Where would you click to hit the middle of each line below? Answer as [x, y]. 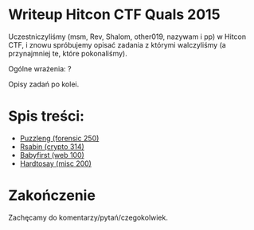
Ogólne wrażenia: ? [40, 68]
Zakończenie [52, 195]
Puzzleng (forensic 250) [59, 138]
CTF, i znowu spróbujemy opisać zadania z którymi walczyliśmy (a [117, 44]
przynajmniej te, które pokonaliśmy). [68, 53]
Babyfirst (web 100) [52, 155]
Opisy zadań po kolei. [44, 84]
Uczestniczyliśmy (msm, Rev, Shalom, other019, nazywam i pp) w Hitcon [127, 36]
